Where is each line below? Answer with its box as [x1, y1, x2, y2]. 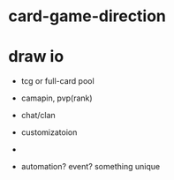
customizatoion [20, 127, 78, 138]
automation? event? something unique [20, 161, 161, 172]
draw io [8, 47, 64, 67]
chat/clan [20, 110, 57, 121]
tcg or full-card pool [20, 76, 95, 86]
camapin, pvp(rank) [20, 93, 94, 103]
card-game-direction [8, 6, 167, 26]
